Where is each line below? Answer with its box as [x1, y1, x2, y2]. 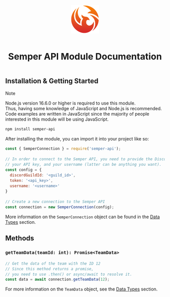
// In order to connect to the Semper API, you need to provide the [5, 157, 153, 162]
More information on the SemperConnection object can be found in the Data [5, 214, 160, 220]
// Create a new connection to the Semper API [5, 200, 105, 205]
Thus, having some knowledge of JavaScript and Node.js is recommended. [5, 105, 162, 111]
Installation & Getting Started [5, 77, 99, 85]
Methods [5, 234, 34, 242]
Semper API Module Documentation [8, 51, 162, 63]
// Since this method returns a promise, [5, 266, 94, 271]
